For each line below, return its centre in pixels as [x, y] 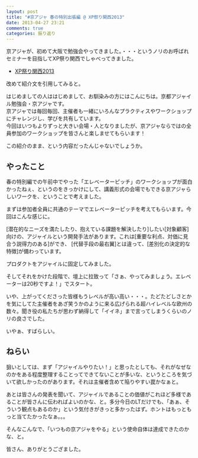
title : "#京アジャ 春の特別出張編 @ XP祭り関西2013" [66, 17]
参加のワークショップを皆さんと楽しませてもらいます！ [78, 133]
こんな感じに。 [35, 216]
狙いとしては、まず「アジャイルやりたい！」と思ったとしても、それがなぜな [99, 367]
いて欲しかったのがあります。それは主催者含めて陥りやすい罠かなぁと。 [94, 382]
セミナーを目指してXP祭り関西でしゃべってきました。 [72, 59]
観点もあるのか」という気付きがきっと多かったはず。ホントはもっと [104, 409]
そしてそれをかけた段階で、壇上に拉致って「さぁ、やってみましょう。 [91, 276]
